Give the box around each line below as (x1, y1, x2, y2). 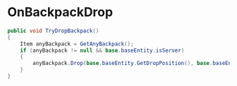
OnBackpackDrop (7, 4, 114, 20)
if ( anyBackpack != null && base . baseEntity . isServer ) (20, 47, 185, 54)
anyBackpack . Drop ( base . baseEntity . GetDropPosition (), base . (32, 60, 213, 67)
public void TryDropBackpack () (7, 27, 99, 34)
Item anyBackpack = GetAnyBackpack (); (20, 40, 134, 48)
